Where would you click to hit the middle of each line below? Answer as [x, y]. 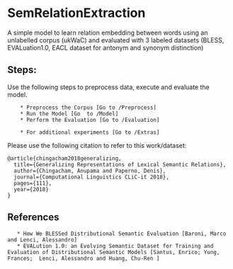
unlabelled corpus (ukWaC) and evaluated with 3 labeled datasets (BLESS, [116, 40]
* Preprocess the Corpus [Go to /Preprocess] [89, 108]
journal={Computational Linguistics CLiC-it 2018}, [92, 177]
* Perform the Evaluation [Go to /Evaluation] [90, 120]
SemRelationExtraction [76, 13]
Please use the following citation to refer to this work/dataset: [97, 145]
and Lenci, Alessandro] [42, 240]
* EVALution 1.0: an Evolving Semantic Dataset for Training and [115, 246]
